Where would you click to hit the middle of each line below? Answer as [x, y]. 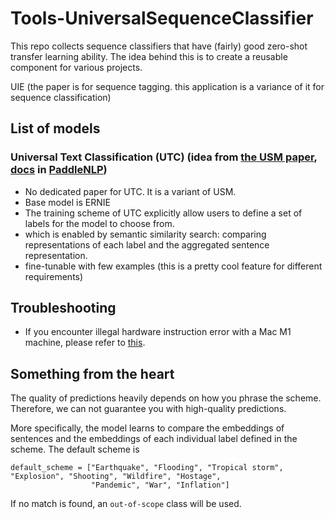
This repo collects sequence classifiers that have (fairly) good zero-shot [159, 46]
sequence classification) [61, 97]
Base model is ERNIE [67, 202]
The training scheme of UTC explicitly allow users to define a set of [163, 213]
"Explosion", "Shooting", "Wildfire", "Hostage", [116, 477]
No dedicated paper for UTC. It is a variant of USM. [130, 191]
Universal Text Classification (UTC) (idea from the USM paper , [164, 157]
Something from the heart [92, 373]
